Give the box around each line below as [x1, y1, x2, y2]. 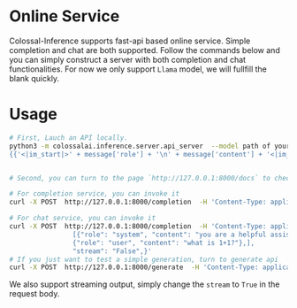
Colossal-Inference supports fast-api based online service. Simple [9, 35, 251, 46]
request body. [9, 289, 60, 299]
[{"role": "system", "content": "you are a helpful [72, 230, 267, 239]
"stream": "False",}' [72, 246, 152, 256]
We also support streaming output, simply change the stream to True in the [9, 279, 280, 289]
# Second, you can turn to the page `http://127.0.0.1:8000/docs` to [9, 173, 271, 182]
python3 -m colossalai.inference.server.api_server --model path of [9, 142, 271, 150]
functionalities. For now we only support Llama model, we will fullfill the [9, 64, 267, 74]
